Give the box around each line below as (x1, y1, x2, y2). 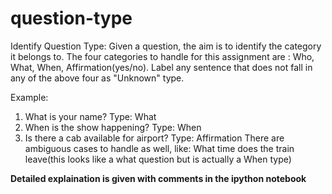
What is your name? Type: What (24, 110, 157, 122)
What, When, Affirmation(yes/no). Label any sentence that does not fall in (10, 61, 313, 73)
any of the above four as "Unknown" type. (10, 72, 185, 84)
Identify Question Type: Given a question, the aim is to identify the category (10, 40, 322, 52)
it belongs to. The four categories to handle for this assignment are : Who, (10, 50, 315, 62)
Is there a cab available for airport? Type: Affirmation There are (24, 132, 285, 144)
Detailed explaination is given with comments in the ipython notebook (10, 172, 307, 184)
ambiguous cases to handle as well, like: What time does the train (24, 142, 295, 154)
